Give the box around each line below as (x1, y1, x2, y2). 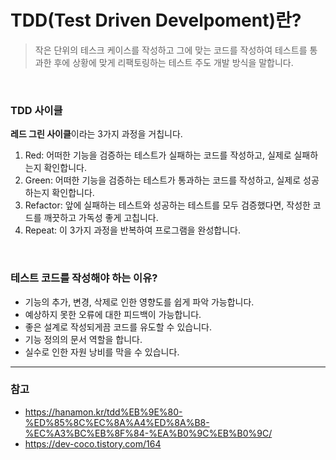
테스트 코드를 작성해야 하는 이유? (10, 271, 158, 285)
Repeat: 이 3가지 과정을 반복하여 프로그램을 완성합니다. (24, 224, 242, 236)
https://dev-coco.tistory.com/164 (24, 437, 162, 450)
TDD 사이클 (10, 103, 63, 117)
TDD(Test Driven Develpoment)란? (10, 9, 302, 32)
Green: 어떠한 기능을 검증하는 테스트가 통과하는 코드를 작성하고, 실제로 (24, 174, 302, 186)
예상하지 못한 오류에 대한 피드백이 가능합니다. (24, 308, 202, 320)
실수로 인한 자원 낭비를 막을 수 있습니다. (24, 346, 180, 358)
